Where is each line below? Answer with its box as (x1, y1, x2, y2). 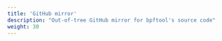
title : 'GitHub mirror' (7, 10, 78, 17)
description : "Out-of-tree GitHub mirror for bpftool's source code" (7, 17, 216, 24)
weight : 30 (7, 23, 39, 30)
